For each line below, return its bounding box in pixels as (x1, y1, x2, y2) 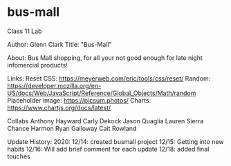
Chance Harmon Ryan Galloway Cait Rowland (7, 124, 137, 132)
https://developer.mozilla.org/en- (7, 81, 102, 90)
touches (7, 152, 30, 160)
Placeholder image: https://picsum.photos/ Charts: (7, 96, 151, 104)
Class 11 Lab (7, 27, 42, 35)
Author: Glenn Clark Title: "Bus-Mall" (7, 40, 112, 48)
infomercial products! (7, 61, 68, 69)
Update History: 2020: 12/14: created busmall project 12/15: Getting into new (7, 137, 224, 145)
